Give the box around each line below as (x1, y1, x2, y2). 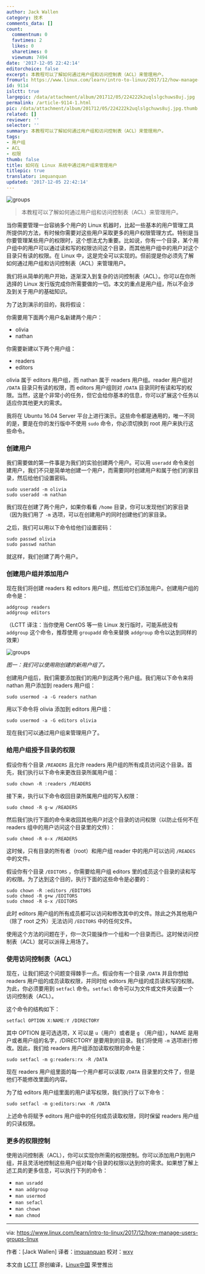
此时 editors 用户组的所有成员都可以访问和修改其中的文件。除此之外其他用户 (6, 910, 198, 917)
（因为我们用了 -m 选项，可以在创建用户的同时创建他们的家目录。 (6, 511, 170, 519)
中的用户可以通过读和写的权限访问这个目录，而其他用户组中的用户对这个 (16, 244, 199, 251)
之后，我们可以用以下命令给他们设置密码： (6, 524, 113, 531)
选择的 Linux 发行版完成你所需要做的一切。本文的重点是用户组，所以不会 (6, 280, 189, 287)
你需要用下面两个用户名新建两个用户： (6, 314, 103, 321)
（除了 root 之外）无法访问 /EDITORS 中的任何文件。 (6, 917, 135, 924)
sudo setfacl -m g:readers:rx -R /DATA (6, 1057, 108, 1063)
